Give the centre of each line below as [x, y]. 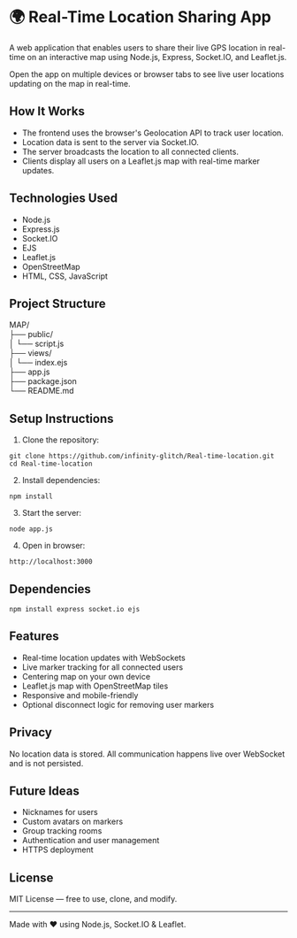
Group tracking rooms [62, 831]
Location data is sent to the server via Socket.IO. [110, 142]
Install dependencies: [61, 481]
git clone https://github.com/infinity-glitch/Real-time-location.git [142, 457]
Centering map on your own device [86, 676]
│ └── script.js [37, 344]
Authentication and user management [91, 841]
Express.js [41, 229]
